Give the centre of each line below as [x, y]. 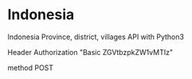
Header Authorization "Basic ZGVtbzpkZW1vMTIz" [90, 52]
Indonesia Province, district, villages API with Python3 [96, 37]
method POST [30, 67]
